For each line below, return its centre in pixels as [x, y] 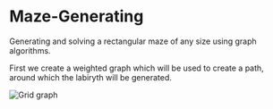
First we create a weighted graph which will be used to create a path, [136, 68]
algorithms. [30, 50]
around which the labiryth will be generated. [90, 77]
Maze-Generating [77, 17]
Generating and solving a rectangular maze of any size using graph [133, 41]
